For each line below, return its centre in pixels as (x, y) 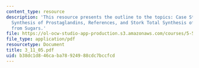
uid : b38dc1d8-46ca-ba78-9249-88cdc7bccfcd (61, 56)
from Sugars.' (29, 28)
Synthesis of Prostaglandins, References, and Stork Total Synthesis (99, 22)
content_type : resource (36, 12)
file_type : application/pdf (41, 39)
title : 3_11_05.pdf (30, 50)
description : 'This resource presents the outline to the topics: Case (96, 17)
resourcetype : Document (36, 45)
